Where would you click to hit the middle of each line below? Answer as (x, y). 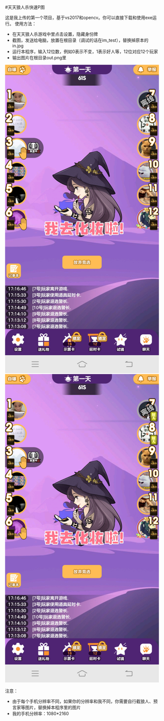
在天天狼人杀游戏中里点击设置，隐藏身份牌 (55, 34)
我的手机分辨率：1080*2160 (41, 713)
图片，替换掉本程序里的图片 (53, 707)
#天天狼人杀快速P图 (25, 7)
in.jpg (18, 46)
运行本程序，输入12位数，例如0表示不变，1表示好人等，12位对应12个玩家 (85, 51)
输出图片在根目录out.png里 (39, 58)
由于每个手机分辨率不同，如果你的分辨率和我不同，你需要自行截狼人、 (83, 701)
